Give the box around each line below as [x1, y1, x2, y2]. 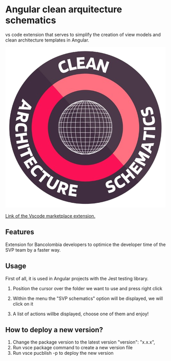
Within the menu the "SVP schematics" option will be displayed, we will [12, 295, 163, 301]
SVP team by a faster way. [5, 246, 61, 253]
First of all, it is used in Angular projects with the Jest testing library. [5, 275, 148, 281]
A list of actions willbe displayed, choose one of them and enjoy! [12, 311, 149, 317]
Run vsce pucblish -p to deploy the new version [12, 350, 114, 356]
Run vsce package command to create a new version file [12, 345, 133, 351]
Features [5, 227, 34, 237]
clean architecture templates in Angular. [5, 37, 90, 43]
